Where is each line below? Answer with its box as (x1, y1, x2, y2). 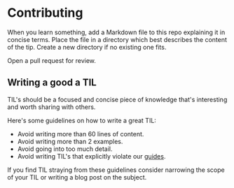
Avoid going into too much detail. (17, 145, 113, 153)
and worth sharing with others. (7, 103, 96, 111)
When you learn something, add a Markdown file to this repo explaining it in (7, 28, 226, 36)
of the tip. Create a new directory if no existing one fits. (7, 43, 167, 51)
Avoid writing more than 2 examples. (17, 137, 123, 145)
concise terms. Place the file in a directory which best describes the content (7, 35, 228, 43)
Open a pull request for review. (7, 56, 97, 64)
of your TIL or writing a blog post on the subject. (7, 173, 147, 181)
